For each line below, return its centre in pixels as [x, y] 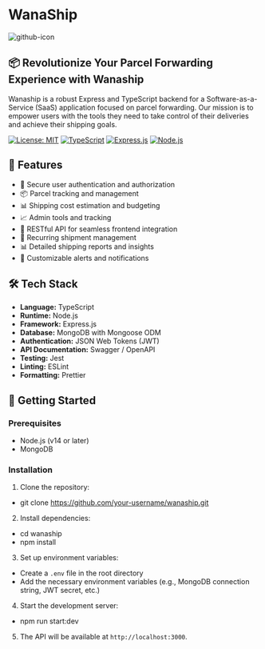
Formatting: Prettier [53, 375]
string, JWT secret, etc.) [60, 591]
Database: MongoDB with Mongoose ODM [91, 333]
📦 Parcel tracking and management [79, 193]
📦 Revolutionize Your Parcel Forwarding [111, 63]
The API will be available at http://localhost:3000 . [103, 637]
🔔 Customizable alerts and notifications [84, 258]
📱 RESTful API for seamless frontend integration [99, 229]
